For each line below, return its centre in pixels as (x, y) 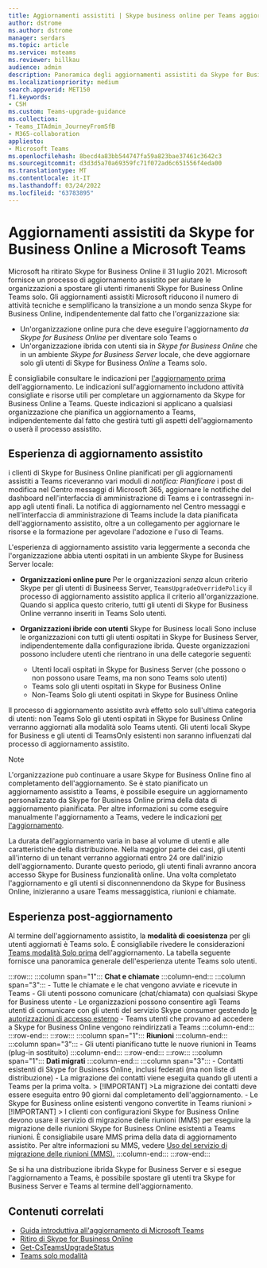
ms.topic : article (39, 45)
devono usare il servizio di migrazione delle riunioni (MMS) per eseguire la (130, 1120)
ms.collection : (33, 119)
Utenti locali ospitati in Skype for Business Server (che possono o (139, 669)
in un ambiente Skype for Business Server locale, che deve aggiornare (135, 354)
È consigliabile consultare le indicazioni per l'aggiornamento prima (117, 378)
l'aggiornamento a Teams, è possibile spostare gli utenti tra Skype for (122, 1178)
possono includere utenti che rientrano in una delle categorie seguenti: (135, 654)
